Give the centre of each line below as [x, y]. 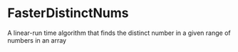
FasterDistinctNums [68, 13]
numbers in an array [37, 40]
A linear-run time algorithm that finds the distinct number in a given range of [119, 33]
